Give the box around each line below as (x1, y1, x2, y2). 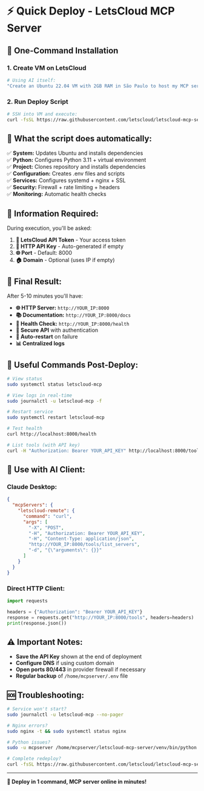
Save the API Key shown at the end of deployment (15, 653, 142, 661)
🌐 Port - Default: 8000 (15, 249, 72, 257)
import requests (7, 597, 48, 604)
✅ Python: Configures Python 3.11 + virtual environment (7, 157, 146, 164)
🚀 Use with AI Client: (7, 465, 85, 475)
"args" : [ (22, 519, 48, 525)
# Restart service (7, 409, 53, 415)
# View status (7, 375, 43, 382)
